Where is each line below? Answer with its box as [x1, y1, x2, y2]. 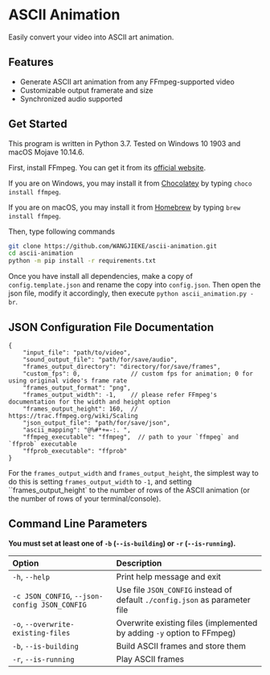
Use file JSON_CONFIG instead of [116, 584, 233, 595]
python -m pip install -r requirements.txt [8, 257, 157, 265]
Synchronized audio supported [19, 94, 123, 104]
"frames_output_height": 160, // [22, 405, 138, 413]
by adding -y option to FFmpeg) [116, 627, 236, 638]
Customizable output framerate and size [19, 85, 153, 95]
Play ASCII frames [116, 653, 185, 665]
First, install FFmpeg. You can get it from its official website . [8, 162, 207, 172]
